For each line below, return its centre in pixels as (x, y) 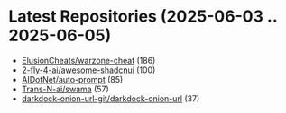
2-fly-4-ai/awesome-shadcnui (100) (88, 70)
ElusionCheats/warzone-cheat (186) (88, 60)
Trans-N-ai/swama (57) (65, 89)
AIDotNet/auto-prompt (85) (72, 79)
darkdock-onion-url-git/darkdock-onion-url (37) (111, 98)
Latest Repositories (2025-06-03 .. (143, 17)
